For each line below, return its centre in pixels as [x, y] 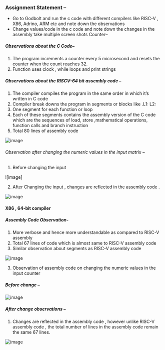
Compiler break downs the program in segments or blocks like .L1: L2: [84, 104]
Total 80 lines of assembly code [45, 131]
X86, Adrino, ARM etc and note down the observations [68, 24]
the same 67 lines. [31, 332]
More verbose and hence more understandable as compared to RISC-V [86, 232]
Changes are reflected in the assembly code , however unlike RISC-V [83, 321]
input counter [26, 273]
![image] [14, 177]
